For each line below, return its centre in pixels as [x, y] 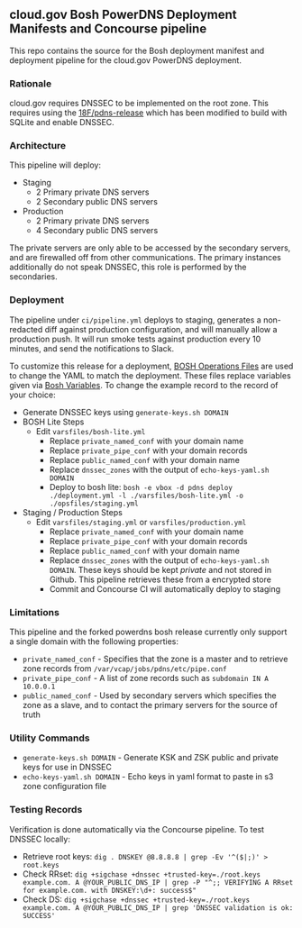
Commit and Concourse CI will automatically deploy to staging [165, 588]
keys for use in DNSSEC [67, 767]
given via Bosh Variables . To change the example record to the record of [144, 385]
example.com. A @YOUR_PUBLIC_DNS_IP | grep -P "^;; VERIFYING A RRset [158, 882]
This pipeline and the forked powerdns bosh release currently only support [148, 632]
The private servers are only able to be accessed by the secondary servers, [150, 248]
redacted [26, 329]
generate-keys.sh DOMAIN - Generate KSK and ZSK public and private [151, 758]
